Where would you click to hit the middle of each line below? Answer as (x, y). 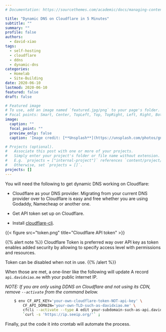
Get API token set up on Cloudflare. (48, 213)
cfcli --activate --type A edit (56, 310)
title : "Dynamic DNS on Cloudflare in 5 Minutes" (57, 19)
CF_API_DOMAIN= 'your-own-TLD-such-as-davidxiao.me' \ (79, 305)
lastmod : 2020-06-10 (26, 87)
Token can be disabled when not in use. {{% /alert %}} (61, 262)
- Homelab (20, 74)
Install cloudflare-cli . (33, 223)
